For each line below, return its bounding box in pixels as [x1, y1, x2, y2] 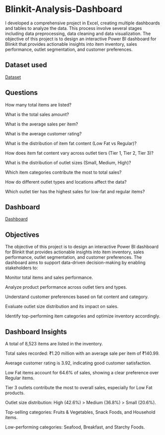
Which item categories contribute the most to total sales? [5, 169, 122, 175]
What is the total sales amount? [5, 111, 69, 117]
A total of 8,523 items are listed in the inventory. [5, 341, 103, 346]
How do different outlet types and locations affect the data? [5, 179, 127, 185]
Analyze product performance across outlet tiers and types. [5, 284, 127, 290]
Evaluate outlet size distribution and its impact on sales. [5, 304, 119, 310]
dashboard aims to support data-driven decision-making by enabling [5, 260, 146, 266]
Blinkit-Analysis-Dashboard [5, 3, 122, 15]
